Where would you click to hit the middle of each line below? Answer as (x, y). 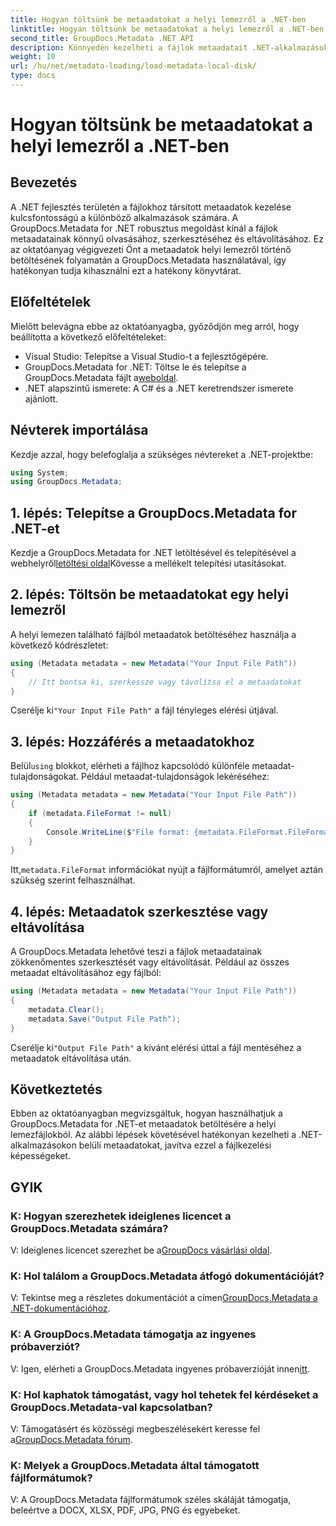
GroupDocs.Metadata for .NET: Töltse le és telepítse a (135, 367)
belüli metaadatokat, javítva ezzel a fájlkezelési (175, 1145)
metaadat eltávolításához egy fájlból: (86, 973)
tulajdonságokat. (45, 777)
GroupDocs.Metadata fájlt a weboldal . (101, 377)
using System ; (40, 472)
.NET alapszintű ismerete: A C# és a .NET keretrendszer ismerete (159, 388)
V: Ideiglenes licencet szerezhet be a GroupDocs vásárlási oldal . (141, 1250)
